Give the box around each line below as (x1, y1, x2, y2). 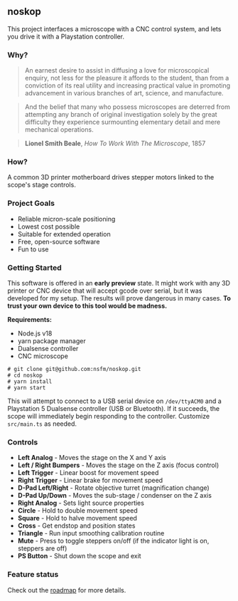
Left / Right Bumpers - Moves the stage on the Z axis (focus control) (17, 461, 220, 469)
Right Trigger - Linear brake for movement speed (17, 476, 163, 485)
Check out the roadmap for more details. (7, 585, 126, 594)
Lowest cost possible (17, 222, 80, 231)
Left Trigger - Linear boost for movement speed (17, 469, 159, 477)
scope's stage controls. (7, 181, 76, 189)
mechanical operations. (24, 125, 94, 134)
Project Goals (7, 199, 55, 209)
